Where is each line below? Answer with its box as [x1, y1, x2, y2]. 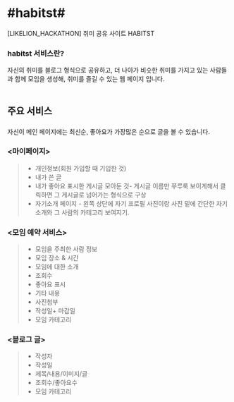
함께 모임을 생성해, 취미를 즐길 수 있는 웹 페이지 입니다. [14, 75, 165, 83]
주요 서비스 [7, 104, 53, 117]
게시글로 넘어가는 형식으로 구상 [61, 190, 147, 199]
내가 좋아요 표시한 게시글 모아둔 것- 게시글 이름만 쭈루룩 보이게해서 [35, 181, 218, 190]
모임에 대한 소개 [35, 262, 79, 271]
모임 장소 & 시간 [35, 254, 79, 262]
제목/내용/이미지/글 [35, 370, 88, 378]
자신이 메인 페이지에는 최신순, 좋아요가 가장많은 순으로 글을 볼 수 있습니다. [7, 127, 210, 135]
